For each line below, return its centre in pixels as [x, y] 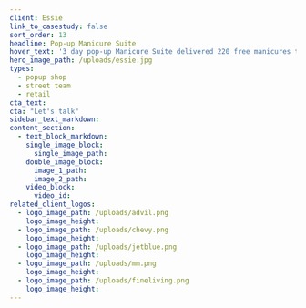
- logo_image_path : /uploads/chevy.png [93, 230]
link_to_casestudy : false [58, 26]
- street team [44, 86]
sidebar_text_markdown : [55, 119]
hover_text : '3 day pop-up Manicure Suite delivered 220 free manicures [150, 52]
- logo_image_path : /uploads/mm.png [87, 264]
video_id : [52, 196]
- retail [34, 94]
